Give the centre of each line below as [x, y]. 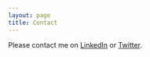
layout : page [29, 15]
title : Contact [33, 23]
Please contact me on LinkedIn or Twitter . [75, 45]
